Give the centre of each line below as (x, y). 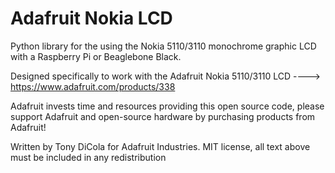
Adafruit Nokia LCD (91, 18)
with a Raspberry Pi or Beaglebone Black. (96, 56)
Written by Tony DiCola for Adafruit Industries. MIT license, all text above (160, 146)
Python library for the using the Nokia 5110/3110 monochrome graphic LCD (163, 46)
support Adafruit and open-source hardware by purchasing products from (163, 116)
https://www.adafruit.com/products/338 (93, 86)
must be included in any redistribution (88, 157)
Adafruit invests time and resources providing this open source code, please (167, 106)
